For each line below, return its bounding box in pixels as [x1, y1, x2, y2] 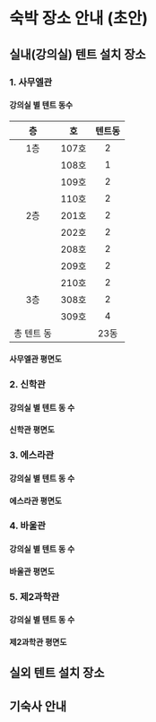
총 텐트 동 [13, 326, 52, 339]
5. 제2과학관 [9, 590, 60, 603]
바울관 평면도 [9, 566, 56, 577]
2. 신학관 [9, 378, 47, 391]
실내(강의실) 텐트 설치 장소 [9, 47, 146, 62]
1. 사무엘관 [9, 75, 53, 88]
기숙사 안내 [9, 699, 67, 714]
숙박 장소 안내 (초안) [9, 8, 149, 29]
